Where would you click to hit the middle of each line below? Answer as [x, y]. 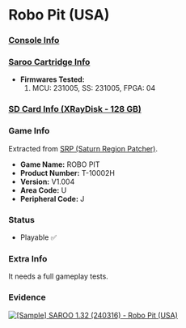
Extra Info [28, 258]
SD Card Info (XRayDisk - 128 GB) [75, 109]
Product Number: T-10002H [68, 173]
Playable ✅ [38, 237]
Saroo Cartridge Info [49, 62]
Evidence [27, 297]
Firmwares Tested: [52, 79]
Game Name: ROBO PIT [60, 164]
